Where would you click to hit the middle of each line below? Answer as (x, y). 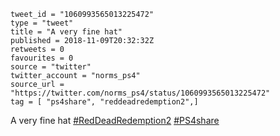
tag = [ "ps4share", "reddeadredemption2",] (104, 102)
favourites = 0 (42, 58)
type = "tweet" (42, 23)
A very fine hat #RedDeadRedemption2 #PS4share (115, 120)
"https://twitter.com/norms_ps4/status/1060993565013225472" (140, 93)
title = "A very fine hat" (66, 32)
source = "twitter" (51, 67)
